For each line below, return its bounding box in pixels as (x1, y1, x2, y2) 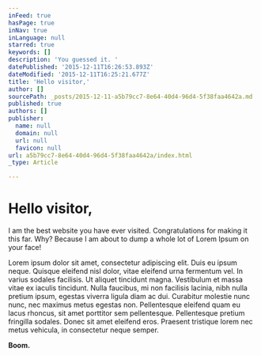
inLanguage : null (8, 33, 66, 42)
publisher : (8, 115, 44, 123)
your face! (8, 243, 42, 252)
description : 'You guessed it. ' (8, 56, 119, 64)
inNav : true (8, 26, 47, 34)
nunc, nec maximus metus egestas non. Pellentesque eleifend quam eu (8, 300, 241, 309)
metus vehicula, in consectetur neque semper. (8, 325, 160, 335)
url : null (15, 136, 47, 145)
